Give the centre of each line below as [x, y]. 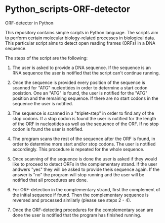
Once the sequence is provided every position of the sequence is [79, 82]
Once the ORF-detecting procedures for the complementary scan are [83, 210]
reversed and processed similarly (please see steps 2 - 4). [72, 200]
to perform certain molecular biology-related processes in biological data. [80, 38]
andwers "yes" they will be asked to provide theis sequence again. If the [86, 169]
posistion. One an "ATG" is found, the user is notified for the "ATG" [80, 93]
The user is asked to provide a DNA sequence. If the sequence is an [82, 68]
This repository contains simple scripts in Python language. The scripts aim [82, 32]
